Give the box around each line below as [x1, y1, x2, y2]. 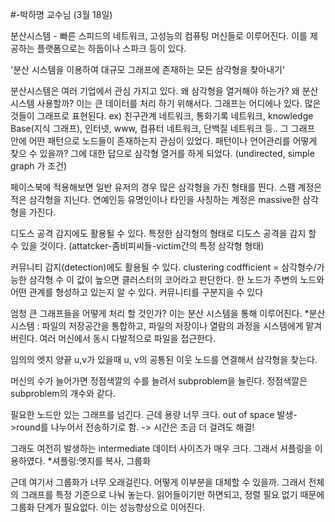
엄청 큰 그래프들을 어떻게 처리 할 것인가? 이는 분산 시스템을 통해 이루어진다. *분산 [10, 308, 326, 319]
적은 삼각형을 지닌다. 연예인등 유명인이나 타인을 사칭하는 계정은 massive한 [10, 194, 301, 205]
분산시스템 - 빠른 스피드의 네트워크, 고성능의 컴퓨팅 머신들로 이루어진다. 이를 [10, 30, 308, 42]
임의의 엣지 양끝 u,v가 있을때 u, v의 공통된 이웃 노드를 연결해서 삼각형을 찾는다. [10, 354, 318, 365]
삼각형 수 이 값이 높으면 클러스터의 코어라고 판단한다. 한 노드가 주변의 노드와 [28, 274, 325, 285]
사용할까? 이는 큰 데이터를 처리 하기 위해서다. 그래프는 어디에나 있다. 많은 [36, 98, 322, 109]
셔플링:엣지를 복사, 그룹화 [51, 455, 152, 467]
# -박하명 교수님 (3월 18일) [10, 9, 113, 20]
